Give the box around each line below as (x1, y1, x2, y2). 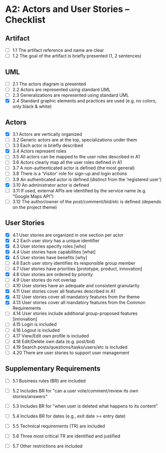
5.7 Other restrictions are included (12, 443, 83, 449)
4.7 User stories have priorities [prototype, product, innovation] (12, 266, 143, 272)
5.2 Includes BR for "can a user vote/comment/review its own (12, 388, 139, 394)
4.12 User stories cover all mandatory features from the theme (12, 294, 140, 300)
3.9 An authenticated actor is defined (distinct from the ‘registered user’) (12, 176, 162, 182)
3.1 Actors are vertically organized (12, 131, 82, 137)
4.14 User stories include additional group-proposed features (12, 311, 138, 317)
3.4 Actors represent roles (12, 148, 66, 154)
